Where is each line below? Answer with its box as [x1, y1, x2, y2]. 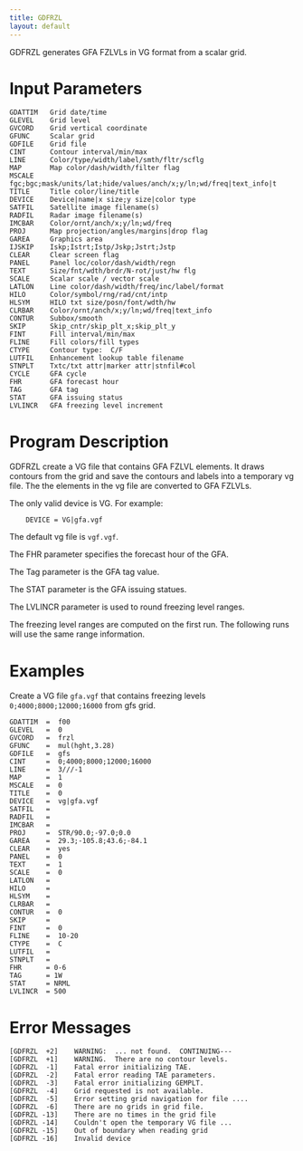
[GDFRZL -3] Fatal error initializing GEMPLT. [9, 1079, 204, 1088]
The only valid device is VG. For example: [9, 498, 164, 509]
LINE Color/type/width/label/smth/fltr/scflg [9, 156, 204, 165]
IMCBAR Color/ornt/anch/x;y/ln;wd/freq [9, 219, 172, 228]
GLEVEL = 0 [9, 725, 63, 734]
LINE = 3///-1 [9, 765, 83, 774]
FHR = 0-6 [9, 964, 67, 973]
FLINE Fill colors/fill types [9, 338, 140, 347]
